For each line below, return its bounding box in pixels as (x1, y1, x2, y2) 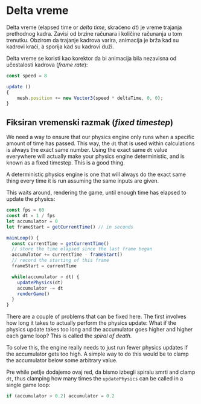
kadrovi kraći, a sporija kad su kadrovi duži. (6, 43, 114, 50)
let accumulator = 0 (6, 218, 59, 224)
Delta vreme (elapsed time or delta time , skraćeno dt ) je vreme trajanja (6, 24, 182, 31)
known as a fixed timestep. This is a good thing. (6, 159, 125, 166)
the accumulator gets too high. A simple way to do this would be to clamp (6, 350, 189, 357)
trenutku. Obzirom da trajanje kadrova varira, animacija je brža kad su (6, 36, 179, 44)
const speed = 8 (6, 73, 47, 79)
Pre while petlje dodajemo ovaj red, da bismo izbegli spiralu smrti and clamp (6, 368, 196, 376)
